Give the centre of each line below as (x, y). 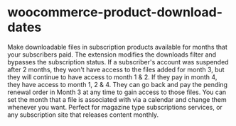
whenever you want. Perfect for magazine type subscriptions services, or (115, 107)
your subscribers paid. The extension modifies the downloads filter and (112, 55)
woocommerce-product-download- (115, 12)
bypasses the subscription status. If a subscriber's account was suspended (118, 62)
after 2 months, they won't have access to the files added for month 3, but (116, 69)
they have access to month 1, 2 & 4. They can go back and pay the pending (117, 84)
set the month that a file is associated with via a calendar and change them (117, 99)
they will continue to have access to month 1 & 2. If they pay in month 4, (112, 77)
